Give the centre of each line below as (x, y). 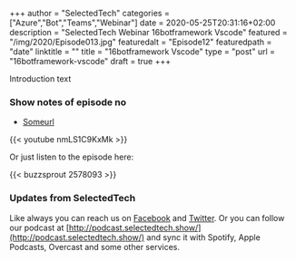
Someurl (38, 122)
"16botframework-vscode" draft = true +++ (90, 61)
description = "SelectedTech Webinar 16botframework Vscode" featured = (148, 32)
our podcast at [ (39, 227)
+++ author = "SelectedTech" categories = (89, 13)
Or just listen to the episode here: (72, 157)
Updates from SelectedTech (73, 198)
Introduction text (40, 79)
